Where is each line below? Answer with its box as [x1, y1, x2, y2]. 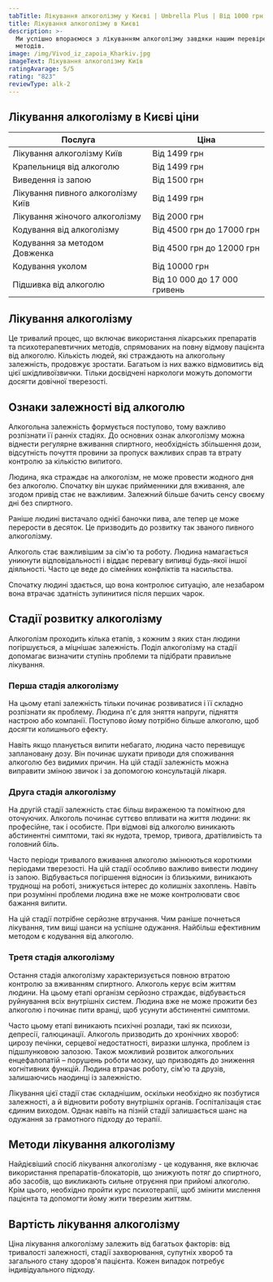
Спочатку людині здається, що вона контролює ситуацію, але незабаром [8, 579, 265, 590]
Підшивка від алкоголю [12, 279, 106, 290]
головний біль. [8, 839, 59, 849]
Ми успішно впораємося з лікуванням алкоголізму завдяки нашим [15, 34, 234, 43]
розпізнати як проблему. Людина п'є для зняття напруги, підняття [8, 707, 239, 717]
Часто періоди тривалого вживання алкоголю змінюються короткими [8, 855, 252, 865]
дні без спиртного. [8, 498, 73, 508]
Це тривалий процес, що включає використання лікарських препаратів [8, 334, 258, 343]
